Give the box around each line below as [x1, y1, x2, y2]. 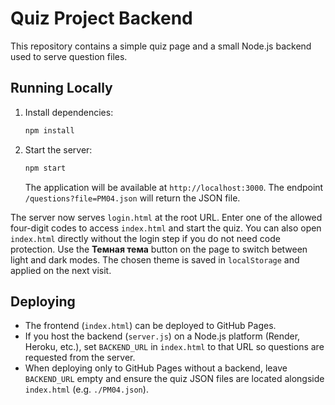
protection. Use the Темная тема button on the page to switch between [10, 243, 308, 255]
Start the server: [24, 143, 93, 156]
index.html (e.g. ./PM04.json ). [24, 383, 149, 396]
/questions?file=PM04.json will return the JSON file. [24, 192, 241, 204]
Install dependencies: [24, 106, 114, 118]
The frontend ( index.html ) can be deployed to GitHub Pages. [24, 320, 277, 332]
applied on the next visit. [10, 264, 112, 276]
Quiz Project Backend [10, 7, 193, 30]
